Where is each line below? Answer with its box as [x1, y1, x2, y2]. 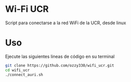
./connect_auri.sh [5, 72, 43, 77]
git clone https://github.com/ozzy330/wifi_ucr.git [5, 63, 114, 68]
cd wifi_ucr [5, 68, 30, 73]
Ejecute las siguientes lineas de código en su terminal [5, 53, 115, 59]
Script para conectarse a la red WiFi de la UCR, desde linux [5, 20, 127, 26]
